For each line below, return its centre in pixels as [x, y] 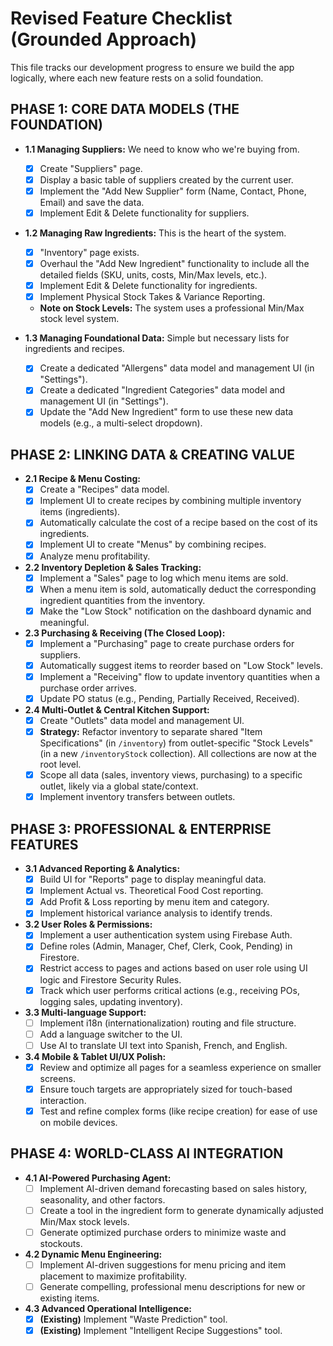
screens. [58, 1078]
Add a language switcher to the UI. [111, 1034]
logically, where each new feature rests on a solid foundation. [137, 78]
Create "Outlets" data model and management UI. [142, 720]
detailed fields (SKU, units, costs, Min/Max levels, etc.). [153, 275]
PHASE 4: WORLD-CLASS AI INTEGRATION [147, 1153]
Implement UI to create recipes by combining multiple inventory [170, 501]
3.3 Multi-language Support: [85, 1012]
